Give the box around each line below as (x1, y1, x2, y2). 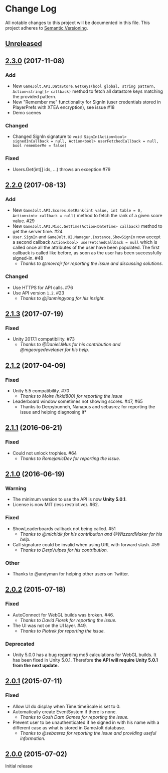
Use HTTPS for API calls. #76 (12, 284, 74, 290)
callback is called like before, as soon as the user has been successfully (12, 250, 162, 256)
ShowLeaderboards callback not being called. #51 (12, 525, 116, 532)
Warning (5, 485, 27, 492)
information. (20, 735, 46, 741)
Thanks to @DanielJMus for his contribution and (20, 342, 121, 348)
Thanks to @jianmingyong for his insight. (20, 295, 105, 301)
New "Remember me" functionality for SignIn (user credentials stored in (12, 99, 161, 105)
